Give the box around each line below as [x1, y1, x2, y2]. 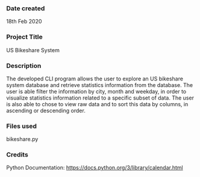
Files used [6, 122, 37, 130]
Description [6, 61, 42, 70]
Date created [6, 4, 45, 13]
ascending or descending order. [6, 107, 86, 114]
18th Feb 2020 [6, 18, 42, 25]
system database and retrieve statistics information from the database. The [6, 81, 193, 88]
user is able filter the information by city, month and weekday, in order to [6, 88, 187, 95]
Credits [6, 151, 28, 159]
